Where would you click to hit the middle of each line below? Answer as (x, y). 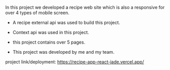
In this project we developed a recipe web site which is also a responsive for (85, 7)
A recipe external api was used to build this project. (66, 23)
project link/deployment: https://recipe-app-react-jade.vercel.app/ (75, 62)
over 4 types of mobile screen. (37, 13)
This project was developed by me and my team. (63, 52)
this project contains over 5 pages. (49, 42)
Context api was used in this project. (51, 32)
